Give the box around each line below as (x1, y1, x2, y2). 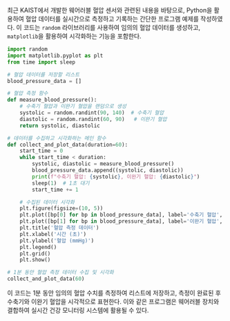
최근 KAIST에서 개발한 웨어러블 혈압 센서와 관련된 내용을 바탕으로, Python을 (7, 6, 213, 14)
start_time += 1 (32, 186, 79, 193)
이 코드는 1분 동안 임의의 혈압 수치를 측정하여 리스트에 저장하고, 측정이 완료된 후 (7, 289, 221, 297)
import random (7, 46, 48, 53)
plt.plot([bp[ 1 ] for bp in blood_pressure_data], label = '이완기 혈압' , (19, 218, 223, 225)
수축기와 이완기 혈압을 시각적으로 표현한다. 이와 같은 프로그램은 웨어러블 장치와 (7, 297, 220, 306)
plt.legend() (19, 244, 57, 250)
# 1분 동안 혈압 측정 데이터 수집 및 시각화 (7, 269, 114, 276)
